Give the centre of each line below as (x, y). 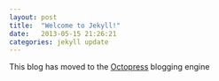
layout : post (33, 17)
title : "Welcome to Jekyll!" (65, 26)
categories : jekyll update (59, 42)
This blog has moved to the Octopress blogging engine (109, 67)
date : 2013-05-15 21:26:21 (63, 33)
